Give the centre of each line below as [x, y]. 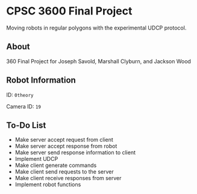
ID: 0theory [20, 95]
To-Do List [26, 125]
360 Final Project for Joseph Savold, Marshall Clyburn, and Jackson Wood [99, 61]
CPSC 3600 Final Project [69, 11]
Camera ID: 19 [23, 106]
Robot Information [41, 80]
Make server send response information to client [75, 152]
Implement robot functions [48, 184]
